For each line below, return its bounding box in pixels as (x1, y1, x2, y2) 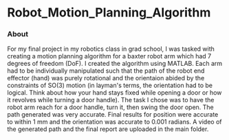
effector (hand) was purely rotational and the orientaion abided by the (7, 74, 205, 82)
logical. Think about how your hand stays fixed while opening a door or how (7, 89, 222, 97)
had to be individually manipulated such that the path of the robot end (7, 67, 205, 75)
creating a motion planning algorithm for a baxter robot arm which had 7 (7, 52, 212, 60)
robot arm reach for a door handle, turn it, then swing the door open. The (7, 103, 215, 111)
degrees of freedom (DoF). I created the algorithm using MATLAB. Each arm (7, 60, 223, 68)
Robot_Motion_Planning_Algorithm (7, 5, 211, 21)
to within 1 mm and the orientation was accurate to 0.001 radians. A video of (7, 118, 222, 126)
